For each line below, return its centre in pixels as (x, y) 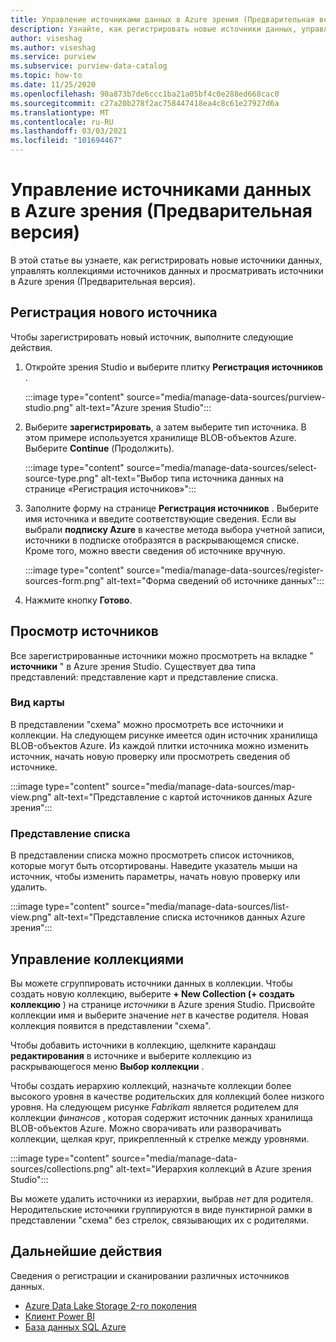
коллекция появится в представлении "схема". (111, 1025)
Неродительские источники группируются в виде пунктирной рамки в (161, 1209)
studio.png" (49, 407)
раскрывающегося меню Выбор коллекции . (107, 1066)
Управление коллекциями (97, 959)
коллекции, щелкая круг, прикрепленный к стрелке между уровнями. (160, 1138)
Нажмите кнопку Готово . (78, 600)
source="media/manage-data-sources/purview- (226, 397)
